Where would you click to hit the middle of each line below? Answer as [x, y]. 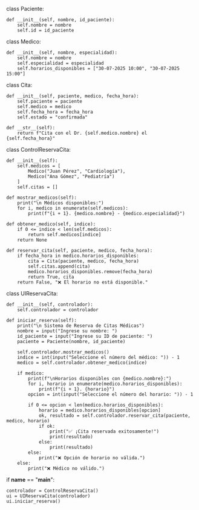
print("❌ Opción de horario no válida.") [92, 458]
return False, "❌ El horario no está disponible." [83, 282]
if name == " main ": [31, 479]
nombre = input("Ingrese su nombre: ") [67, 331]
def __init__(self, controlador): [50, 305]
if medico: [31, 373]
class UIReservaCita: [32, 293]
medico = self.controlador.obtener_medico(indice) [82, 363]
